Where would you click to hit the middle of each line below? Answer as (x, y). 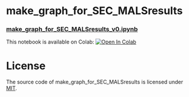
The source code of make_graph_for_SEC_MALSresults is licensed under (94, 82)
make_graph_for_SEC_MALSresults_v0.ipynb (72, 29)
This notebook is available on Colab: (50, 42)
